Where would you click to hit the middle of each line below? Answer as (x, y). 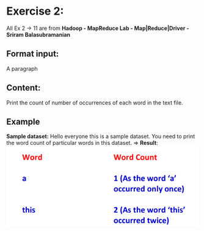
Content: (24, 88)
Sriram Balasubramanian (38, 34)
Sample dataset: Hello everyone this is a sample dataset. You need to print (101, 136)
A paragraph (22, 68)
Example (23, 121)
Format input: (33, 54)
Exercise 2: (35, 11)
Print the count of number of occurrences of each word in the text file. (95, 103)
